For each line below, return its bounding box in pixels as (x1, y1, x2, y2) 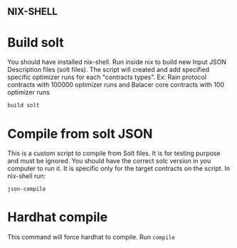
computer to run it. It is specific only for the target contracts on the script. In (7, 164, 231, 173)
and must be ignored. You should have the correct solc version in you (7, 157, 211, 165)
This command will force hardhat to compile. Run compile (7, 233, 176, 242)
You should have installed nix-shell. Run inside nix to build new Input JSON (7, 58, 226, 66)
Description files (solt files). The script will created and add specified (7, 66, 210, 74)
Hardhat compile (7, 210, 108, 225)
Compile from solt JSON (7, 125, 153, 142)
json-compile (7, 185, 46, 193)
